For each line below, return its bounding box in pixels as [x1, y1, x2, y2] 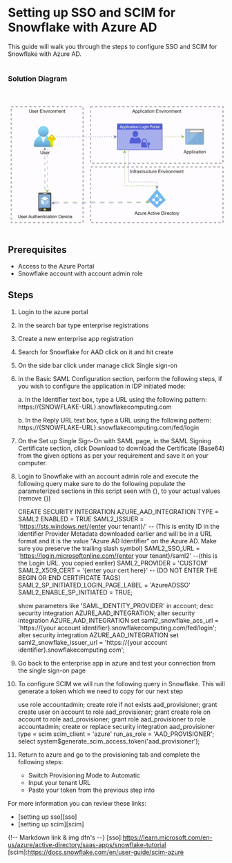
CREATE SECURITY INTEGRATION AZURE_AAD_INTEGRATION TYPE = [17, 507, 220, 516]
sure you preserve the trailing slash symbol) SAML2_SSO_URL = [17, 544, 200, 552]
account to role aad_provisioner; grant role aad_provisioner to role [17, 715, 206, 723]
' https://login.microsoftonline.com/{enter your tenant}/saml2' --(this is [17, 551, 218, 560]
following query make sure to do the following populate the [17, 479, 186, 487]
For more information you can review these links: [8, 799, 147, 807]
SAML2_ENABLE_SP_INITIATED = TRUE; [17, 588, 133, 597]
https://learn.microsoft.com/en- [122, 833, 213, 842]
